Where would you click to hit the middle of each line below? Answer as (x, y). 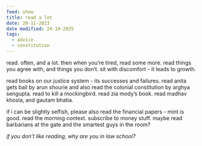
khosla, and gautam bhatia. (40, 100)
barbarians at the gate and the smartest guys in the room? (78, 124)
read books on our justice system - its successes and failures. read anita (96, 81)
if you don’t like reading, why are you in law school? (71, 136)
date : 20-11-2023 (28, 23)
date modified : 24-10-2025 (40, 29)
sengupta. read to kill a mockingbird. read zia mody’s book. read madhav (96, 94)
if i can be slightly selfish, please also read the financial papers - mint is (95, 112)
